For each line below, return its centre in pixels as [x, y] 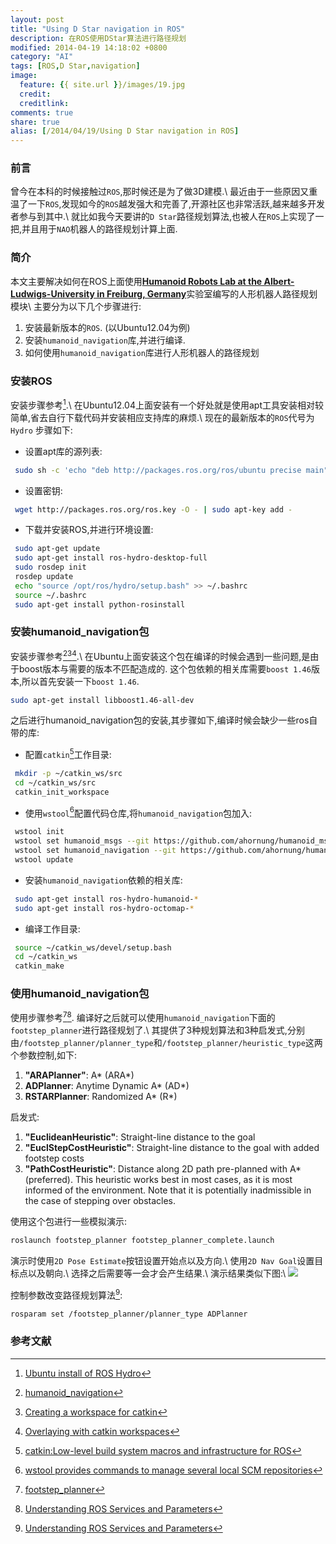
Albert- [279, 281]
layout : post [37, 19]
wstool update [44, 859]
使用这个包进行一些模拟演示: [69, 1222]
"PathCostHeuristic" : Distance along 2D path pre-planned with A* [163, 1169]
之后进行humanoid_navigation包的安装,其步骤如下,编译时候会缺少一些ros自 [164, 720]
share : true [35, 122]
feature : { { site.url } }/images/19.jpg [102, 85]
